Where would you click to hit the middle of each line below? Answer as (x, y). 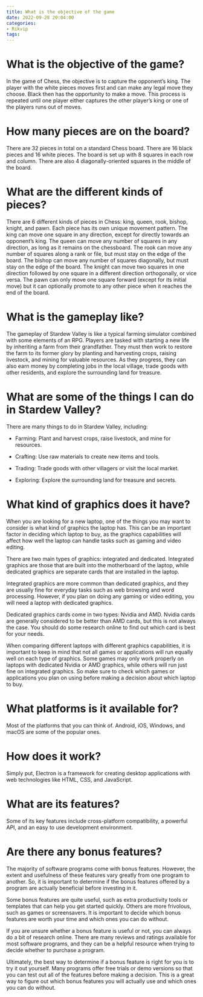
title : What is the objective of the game (60, 12)
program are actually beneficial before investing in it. (72, 888)
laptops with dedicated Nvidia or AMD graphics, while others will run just (97, 665)
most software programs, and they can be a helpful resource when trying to (101, 944)
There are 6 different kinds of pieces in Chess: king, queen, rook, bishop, (97, 221)
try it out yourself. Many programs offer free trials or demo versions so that (99, 968)
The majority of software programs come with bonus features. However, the (101, 869)
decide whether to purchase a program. (56, 950)
